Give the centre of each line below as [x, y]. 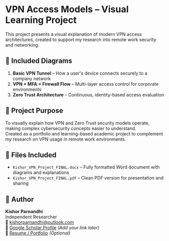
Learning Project [41, 20]
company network [31, 78]
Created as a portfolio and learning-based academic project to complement [84, 133]
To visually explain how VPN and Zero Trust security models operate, [77, 123]
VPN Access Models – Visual [67, 9]
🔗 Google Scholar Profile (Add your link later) [52, 228]
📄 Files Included [31, 155]
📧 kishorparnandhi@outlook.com [40, 222]
